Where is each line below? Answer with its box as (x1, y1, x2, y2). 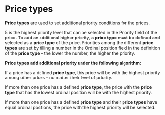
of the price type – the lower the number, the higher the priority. (5, 50, 136, 56)
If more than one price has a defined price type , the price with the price (5, 84, 152, 90)
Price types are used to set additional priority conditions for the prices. (5, 20, 150, 26)
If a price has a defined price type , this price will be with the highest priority (5, 69, 160, 75)
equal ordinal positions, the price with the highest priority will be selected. (5, 104, 156, 110)
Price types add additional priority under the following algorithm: (5, 60, 142, 66)
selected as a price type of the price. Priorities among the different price (5, 39, 154, 45)
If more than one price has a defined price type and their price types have (5, 99, 157, 105)
